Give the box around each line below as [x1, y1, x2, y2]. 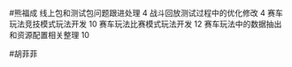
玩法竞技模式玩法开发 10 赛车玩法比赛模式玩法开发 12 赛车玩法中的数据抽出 [9, 19, 282, 29]
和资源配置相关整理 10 [9, 30, 90, 40]
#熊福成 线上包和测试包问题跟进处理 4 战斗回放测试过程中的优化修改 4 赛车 [9, 8, 283, 18]
